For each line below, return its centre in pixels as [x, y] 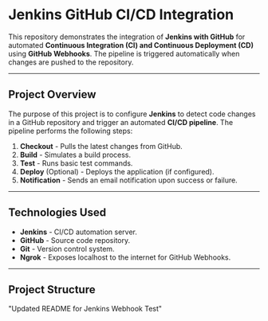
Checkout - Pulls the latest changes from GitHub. [101, 146]
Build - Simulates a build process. [75, 155]
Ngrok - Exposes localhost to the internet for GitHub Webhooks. [125, 257]
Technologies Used [57, 213]
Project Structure [52, 290]
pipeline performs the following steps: [71, 131]
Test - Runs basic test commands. [76, 163]
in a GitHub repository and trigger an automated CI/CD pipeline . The [121, 122]
